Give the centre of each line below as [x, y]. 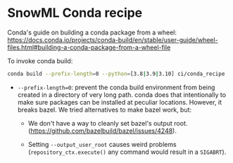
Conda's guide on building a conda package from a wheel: [92, 32]
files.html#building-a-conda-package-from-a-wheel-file [89, 47]
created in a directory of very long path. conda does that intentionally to [122, 94]
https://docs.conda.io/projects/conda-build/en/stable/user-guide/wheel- [113, 39]
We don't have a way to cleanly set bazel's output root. [108, 123]
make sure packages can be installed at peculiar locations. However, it [120, 102]
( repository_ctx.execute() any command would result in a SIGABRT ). [127, 152]
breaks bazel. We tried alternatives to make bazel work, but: [105, 110]
